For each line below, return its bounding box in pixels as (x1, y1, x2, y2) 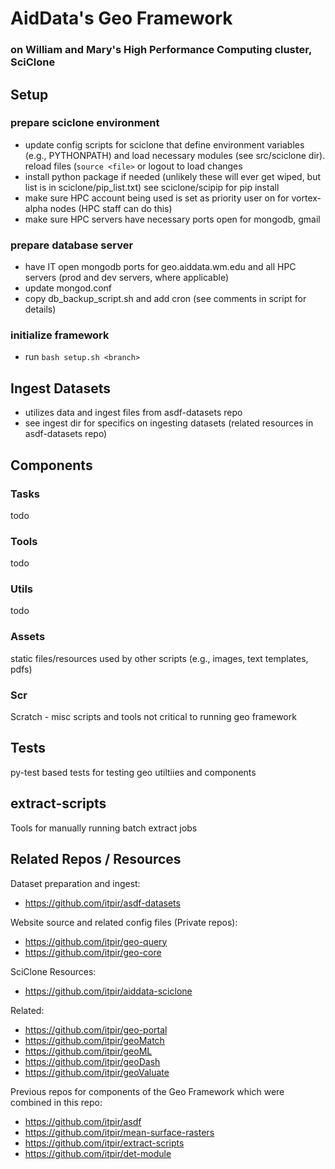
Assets (10, 630, 46, 644)
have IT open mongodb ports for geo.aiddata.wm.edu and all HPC (24, 261, 297, 273)
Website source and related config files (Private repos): (10, 916, 238, 928)
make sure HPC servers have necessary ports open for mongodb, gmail (24, 213, 321, 225)
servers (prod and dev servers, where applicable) (24, 272, 230, 284)
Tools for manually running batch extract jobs (10, 822, 198, 834)
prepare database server (10, 238, 134, 252)
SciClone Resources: (10, 965, 97, 977)
